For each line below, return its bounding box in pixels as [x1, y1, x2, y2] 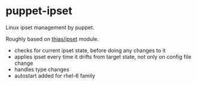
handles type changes [14, 65, 69, 73]
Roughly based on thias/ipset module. [5, 35, 99, 42]
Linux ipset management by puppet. [5, 24, 95, 31]
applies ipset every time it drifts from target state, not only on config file [14, 53, 192, 60]
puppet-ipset [5, 4, 72, 18]
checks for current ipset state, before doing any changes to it [14, 46, 166, 54]
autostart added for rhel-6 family [14, 72, 95, 79]
